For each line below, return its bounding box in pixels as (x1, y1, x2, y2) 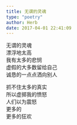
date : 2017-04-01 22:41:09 (6, 25, 72, 31)
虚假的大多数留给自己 (6, 64, 57, 71)
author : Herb (6, 19, 38, 25)
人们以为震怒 (6, 98, 37, 106)
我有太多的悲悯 (6, 56, 42, 63)
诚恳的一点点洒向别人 (6, 71, 57, 78)
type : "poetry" (6, 14, 43, 20)
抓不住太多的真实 (6, 83, 47, 91)
